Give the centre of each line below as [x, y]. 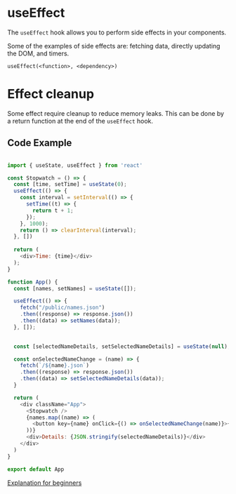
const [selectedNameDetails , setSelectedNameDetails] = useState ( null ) [121, 346]
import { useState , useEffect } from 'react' [75, 165]
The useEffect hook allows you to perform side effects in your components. [117, 32]
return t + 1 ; [53, 211]
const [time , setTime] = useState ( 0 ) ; [71, 185]
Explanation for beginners [45, 483]
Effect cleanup [51, 94]
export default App [36, 469]
